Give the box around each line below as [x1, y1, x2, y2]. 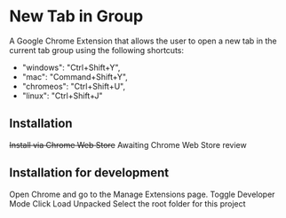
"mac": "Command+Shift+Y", [21, 71, 129, 82]
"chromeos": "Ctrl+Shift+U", [21, 81, 126, 91]
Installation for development [9, 166, 170, 181]
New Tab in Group [9, 6, 144, 27]
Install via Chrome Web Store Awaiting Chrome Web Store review [9, 139, 247, 150]
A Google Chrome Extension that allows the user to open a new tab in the [9, 35, 277, 46]
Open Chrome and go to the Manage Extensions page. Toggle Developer [9, 189, 275, 199]
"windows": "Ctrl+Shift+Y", [21, 62, 121, 73]
